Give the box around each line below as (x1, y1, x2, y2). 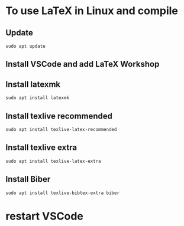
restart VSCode (5, 209, 84, 222)
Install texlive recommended (5, 111, 113, 121)
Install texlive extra (5, 143, 78, 153)
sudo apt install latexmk (5, 95, 69, 101)
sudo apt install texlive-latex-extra (5, 158, 101, 164)
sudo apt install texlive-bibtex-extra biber (5, 190, 120, 196)
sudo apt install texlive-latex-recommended (5, 127, 117, 133)
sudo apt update (5, 43, 46, 49)
